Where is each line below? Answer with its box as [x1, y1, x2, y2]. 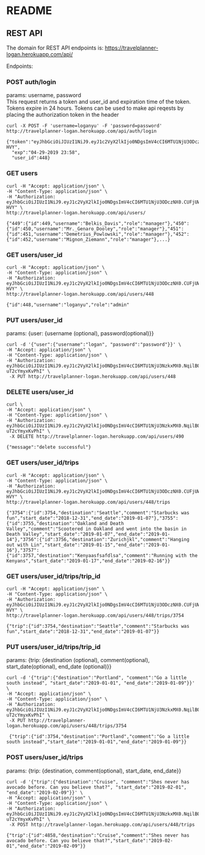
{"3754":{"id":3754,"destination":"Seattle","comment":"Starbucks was [6, 509, 190, 516]
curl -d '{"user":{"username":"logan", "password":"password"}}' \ [6, 341, 182, 348]
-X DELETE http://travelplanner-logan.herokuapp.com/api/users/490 [9, 434, 184, 440]
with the [175, 552, 198, 559]
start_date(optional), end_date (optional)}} [6, 663, 112, 671]
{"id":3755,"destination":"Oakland [6, 520, 97, 526]
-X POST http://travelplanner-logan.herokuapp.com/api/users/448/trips [9, 821, 195, 828]
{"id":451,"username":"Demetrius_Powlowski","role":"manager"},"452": [6, 231, 190, 237]
